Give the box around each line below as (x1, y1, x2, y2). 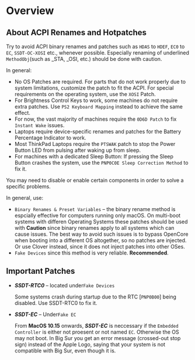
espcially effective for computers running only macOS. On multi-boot (14, 212, 181, 219)
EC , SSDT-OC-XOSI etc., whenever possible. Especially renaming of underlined (6, 49, 190, 56)
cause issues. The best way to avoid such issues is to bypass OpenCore (14, 230, 189, 237)
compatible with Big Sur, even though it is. (14, 347, 116, 354)
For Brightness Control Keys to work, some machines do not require (14, 97, 178, 104)
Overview (6, 4, 54, 18)
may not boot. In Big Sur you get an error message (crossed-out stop (14, 334, 181, 341)
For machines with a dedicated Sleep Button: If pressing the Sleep (14, 153, 174, 159)
